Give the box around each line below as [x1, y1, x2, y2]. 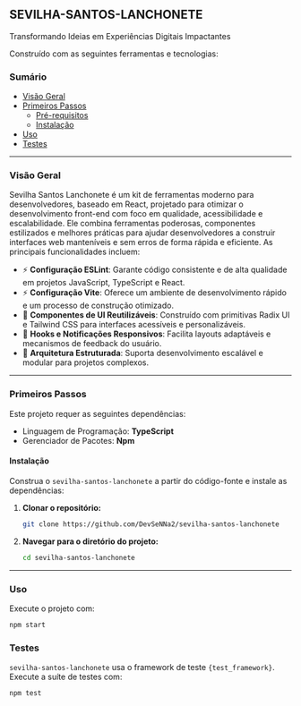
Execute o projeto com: [9, 603, 96, 614]
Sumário [9, 71, 47, 83]
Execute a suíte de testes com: [9, 671, 123, 683]
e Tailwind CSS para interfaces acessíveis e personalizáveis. [21, 319, 246, 330]
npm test [9, 689, 42, 698]
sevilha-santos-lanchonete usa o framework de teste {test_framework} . [9, 662, 275, 673]
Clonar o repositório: [21, 502, 101, 513]
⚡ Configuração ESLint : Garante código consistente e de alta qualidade [21, 264, 288, 276]
